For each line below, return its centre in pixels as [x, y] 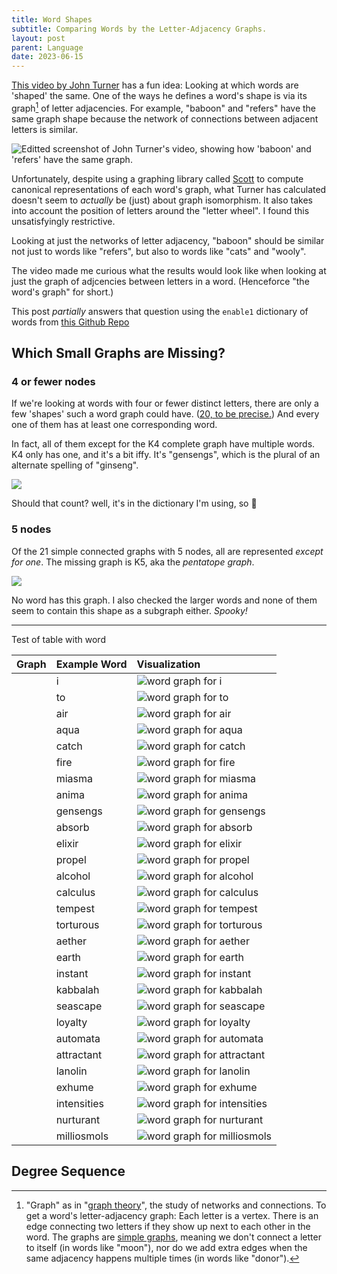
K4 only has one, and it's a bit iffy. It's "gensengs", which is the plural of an [166, 455]
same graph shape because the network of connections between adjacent [165, 118]
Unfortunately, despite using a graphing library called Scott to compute [157, 178]
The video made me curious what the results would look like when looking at [169, 270]
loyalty [71, 1022]
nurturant [78, 1119]
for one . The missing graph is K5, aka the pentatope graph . [133, 562]
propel [71, 859]
